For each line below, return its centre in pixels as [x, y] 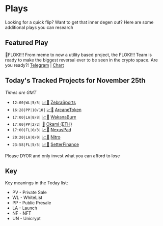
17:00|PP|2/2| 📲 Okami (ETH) [42, 124]
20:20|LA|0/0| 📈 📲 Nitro [36, 137]
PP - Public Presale [32, 203]
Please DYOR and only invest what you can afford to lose [63, 156]
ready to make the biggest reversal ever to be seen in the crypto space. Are [81, 60]
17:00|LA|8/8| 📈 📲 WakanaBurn [44, 117]
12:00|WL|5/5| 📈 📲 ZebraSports [44, 102]
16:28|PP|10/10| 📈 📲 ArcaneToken [47, 110]
